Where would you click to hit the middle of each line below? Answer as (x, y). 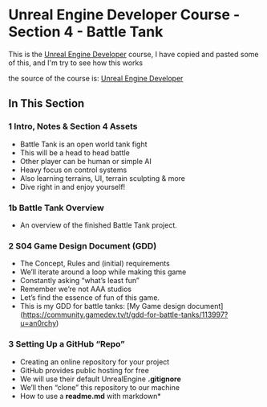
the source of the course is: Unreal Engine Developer (96, 78)
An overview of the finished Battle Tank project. (99, 225)
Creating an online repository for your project (95, 362)
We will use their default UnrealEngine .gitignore (101, 379)
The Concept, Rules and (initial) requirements (95, 264)
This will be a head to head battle (75, 152)
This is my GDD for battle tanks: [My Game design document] (121, 306)
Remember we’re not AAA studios (76, 289)
